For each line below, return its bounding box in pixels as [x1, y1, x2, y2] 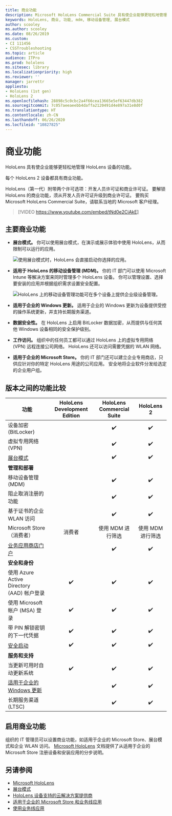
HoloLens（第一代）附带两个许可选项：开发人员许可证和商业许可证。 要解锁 [5, 185, 166, 192]
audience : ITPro [5, 55, 40, 61]
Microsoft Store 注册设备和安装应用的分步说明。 [5, 749, 106, 755]
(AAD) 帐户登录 [8, 590, 45, 597]
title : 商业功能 [5, 7, 37, 13]
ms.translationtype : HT [5, 108, 56, 113]
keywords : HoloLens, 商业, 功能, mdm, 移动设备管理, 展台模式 [5, 17, 130, 22]
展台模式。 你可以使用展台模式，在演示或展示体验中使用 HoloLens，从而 [12, 239, 165, 245]
